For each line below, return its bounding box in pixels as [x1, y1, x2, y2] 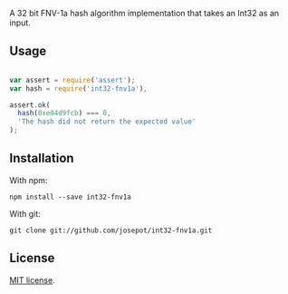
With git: [9, 208, 41, 219]
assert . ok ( [9, 100, 51, 110]
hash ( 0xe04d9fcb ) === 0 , [17, 109, 111, 118]
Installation [9, 151, 74, 166]
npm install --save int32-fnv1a [9, 192, 131, 201]
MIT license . [9, 274, 56, 285]
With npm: [9, 174, 48, 185]
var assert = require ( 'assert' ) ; [9, 75, 136, 84]
